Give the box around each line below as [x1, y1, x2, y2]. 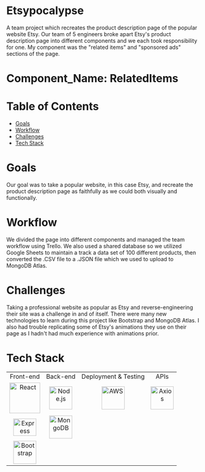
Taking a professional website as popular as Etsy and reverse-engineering [6, 303, 193, 311]
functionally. [6, 194, 38, 201]
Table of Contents [6, 99, 99, 113]
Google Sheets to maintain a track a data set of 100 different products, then [6, 249, 196, 256]
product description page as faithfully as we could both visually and [6, 188, 177, 195]
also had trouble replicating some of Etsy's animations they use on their [6, 323, 187, 330]
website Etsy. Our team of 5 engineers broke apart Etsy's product [6, 30, 171, 37]
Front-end [10, 372, 40, 381]
